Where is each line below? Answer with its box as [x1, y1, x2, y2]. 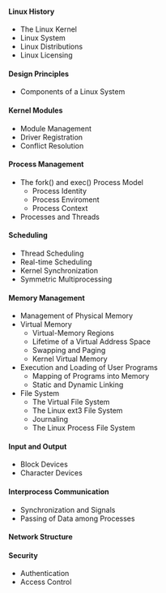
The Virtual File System [32, 397, 110, 407]
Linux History [8, 6, 55, 16]
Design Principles [8, 69, 70, 79]
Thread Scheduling [19, 248, 84, 259]
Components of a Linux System [19, 87, 126, 97]
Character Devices [19, 468, 83, 478]
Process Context [32, 203, 88, 213]
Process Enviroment [32, 195, 100, 204]
